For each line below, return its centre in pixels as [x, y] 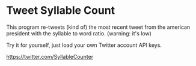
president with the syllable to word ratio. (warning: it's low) [79, 33]
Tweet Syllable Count [61, 10]
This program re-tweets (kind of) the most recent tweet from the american [98, 27]
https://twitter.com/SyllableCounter [50, 56]
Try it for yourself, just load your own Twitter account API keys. [84, 45]
